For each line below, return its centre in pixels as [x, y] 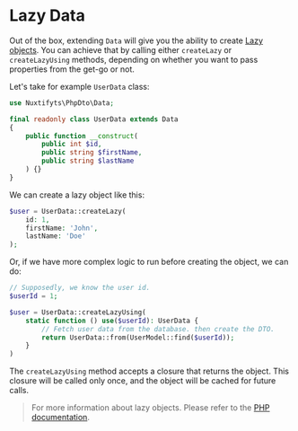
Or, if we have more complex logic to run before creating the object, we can [149, 262]
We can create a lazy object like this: [77, 195]
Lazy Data [47, 16]
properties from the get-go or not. [72, 69]
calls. [19, 391]
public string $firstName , [92, 153]
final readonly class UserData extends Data [94, 119]
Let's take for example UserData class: [79, 86]
